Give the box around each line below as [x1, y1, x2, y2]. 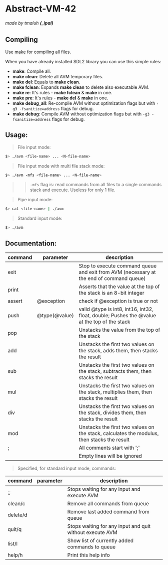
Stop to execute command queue [78, 262, 157, 269]
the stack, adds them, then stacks [78, 347, 158, 354]
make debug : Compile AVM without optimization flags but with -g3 [12, 111, 150, 117]
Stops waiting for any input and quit [67, 522, 151, 529]
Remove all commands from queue [67, 500, 149, 507]
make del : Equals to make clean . [12, 79, 80, 85]
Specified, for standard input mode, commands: [17, 465, 116, 471]
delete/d [7, 511, 27, 518]
